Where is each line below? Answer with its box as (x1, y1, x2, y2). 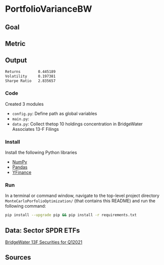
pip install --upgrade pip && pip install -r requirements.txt (5, 213, 137, 217)
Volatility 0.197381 (5, 73, 56, 79)
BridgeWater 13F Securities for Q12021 (5, 239, 82, 245)
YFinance (12, 169, 32, 175)
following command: (5, 203, 47, 209)
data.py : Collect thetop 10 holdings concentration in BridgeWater (12, 121, 143, 127)
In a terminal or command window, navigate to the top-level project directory (5, 193, 160, 199)
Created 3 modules (5, 101, 44, 107)
